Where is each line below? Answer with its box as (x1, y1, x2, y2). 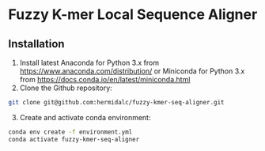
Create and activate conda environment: (19, 112, 151, 122)
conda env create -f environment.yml (8, 128, 133, 136)
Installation (8, 37, 65, 51)
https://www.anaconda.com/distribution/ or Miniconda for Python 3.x (19, 66, 245, 76)
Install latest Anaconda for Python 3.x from (19, 58, 160, 67)
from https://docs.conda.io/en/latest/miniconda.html (19, 75, 191, 84)
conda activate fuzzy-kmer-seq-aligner (8, 135, 140, 143)
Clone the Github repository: (19, 83, 112, 92)
